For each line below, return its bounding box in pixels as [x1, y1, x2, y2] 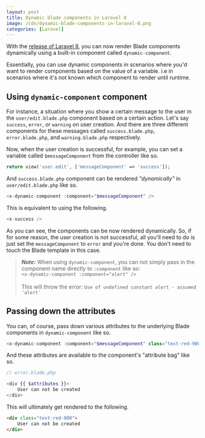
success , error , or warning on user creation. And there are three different [6, 121, 189, 128]
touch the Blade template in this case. [6, 246, 101, 254]
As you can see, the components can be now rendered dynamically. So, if [6, 227, 192, 234]
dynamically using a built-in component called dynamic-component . [6, 49, 172, 57]
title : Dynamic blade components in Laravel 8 [6, 15, 127, 21]
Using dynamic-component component [6, 92, 148, 102]
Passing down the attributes [6, 306, 116, 317]
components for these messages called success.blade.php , [6, 127, 156, 135]
